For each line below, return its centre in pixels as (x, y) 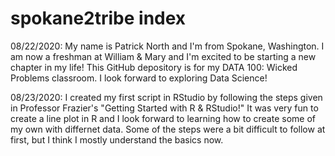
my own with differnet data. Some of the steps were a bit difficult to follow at (168, 129)
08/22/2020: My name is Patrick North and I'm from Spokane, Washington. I (167, 46)
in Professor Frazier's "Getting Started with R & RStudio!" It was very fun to (164, 108)
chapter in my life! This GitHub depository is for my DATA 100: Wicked (154, 67)
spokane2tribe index (98, 18)
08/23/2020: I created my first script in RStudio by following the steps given (166, 97)
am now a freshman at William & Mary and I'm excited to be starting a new (163, 56)
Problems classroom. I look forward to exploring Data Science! (139, 78)
